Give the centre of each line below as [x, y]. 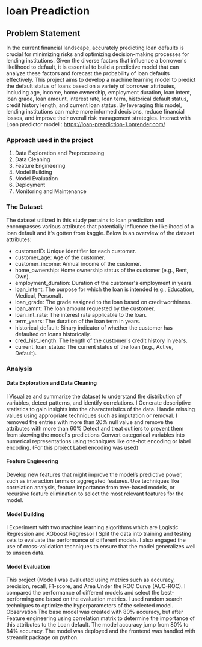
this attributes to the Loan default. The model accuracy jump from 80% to [97, 625]
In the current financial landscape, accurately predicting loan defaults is [95, 48]
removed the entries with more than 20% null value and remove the [90, 422]
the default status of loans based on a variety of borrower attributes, [91, 86]
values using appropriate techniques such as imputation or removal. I [92, 415]
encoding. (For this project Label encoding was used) [72, 447]
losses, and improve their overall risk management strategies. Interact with [99, 118]
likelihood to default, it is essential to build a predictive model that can [93, 67]
